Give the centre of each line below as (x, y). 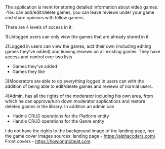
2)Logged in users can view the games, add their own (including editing (78, 46)
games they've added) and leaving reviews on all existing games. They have (83, 52)
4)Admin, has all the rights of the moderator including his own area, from (79, 96)
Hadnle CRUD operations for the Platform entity (61, 116)
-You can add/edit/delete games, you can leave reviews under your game (80, 12)
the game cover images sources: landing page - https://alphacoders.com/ (80, 136)
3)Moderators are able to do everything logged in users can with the (75, 81)
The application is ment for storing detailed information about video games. (82, 7)
